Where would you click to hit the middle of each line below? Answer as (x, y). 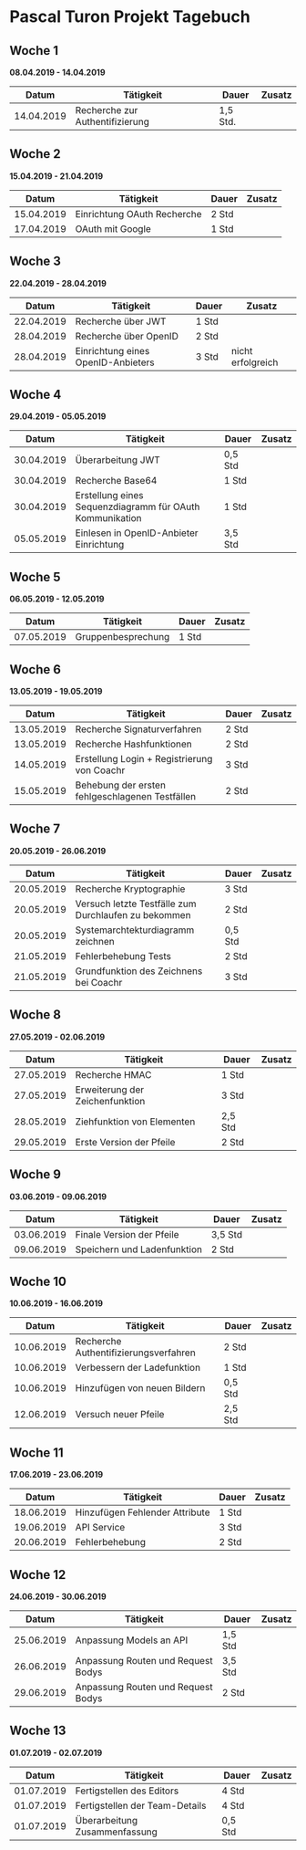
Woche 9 (36, 1175)
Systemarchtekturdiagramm (135, 930)
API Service (100, 1528)
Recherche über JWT (121, 321)
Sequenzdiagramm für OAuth (138, 507)
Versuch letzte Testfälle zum (136, 904)
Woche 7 (35, 829)
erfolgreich (255, 362)
